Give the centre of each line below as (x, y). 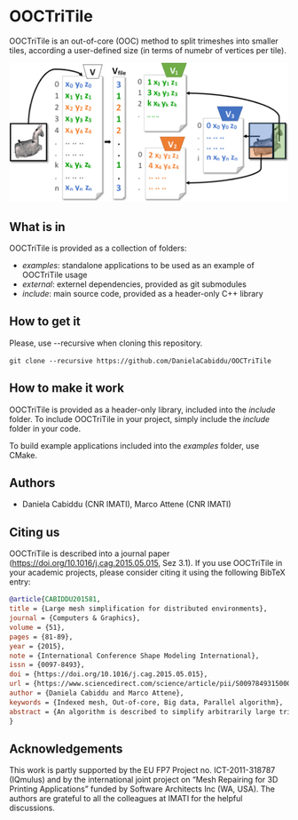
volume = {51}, (37, 627)
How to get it (45, 322)
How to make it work (67, 388)
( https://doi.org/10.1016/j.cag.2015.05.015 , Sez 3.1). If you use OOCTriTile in (146, 563)
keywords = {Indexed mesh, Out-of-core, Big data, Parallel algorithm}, (146, 702)
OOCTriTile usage (55, 275)
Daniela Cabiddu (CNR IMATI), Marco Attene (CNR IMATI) (127, 505)
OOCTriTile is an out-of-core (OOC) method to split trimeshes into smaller (144, 41)
